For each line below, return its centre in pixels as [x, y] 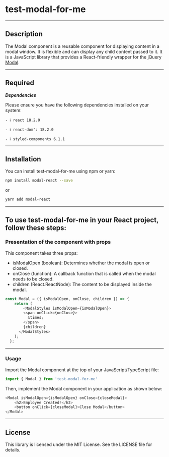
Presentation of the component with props [58, 242]
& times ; [35, 318]
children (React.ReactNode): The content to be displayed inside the [82, 284]
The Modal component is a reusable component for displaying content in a [82, 46]
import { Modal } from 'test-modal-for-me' [52, 379]
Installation [23, 159]
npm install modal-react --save [39, 181]
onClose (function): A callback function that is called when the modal [84, 273]
